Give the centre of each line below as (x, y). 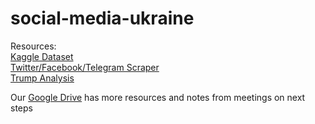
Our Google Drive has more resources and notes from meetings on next (158, 97)
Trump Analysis (42, 78)
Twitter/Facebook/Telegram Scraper (85, 67)
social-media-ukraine (102, 18)
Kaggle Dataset (42, 56)
